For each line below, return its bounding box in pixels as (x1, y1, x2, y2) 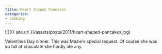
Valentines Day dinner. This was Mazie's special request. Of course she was (5, 39, 158, 44)
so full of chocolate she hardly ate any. (5, 44, 82, 50)
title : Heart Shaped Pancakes (5, 7, 66, 12)
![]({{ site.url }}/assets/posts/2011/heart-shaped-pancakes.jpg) (5, 29, 130, 35)
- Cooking (5, 16, 25, 21)
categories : (5, 12, 29, 16)
